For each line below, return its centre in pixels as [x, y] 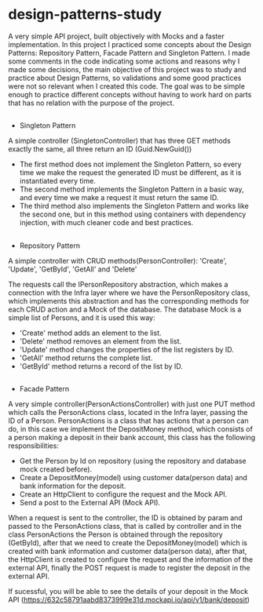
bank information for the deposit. [73, 486]
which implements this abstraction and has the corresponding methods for [129, 301]
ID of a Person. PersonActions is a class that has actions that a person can [128, 421]
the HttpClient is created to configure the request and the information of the [131, 559]
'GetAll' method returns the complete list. [86, 358]
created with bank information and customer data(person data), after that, [128, 552]
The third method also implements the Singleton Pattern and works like [134, 206]
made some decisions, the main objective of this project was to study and [127, 69]
